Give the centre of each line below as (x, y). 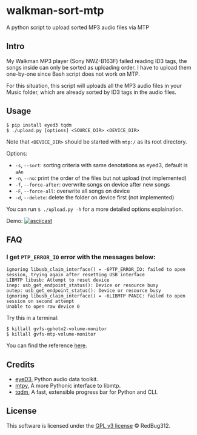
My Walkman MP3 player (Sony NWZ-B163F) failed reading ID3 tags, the (97, 61)
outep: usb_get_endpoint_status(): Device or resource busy (84, 291)
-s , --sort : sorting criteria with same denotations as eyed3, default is (101, 165)
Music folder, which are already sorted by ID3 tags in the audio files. (92, 92)
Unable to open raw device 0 (43, 307)
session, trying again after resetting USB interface (76, 275)
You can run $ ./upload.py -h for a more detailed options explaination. (95, 209)
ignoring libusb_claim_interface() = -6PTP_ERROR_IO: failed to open (96, 270)
